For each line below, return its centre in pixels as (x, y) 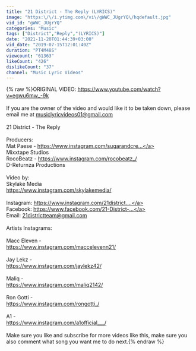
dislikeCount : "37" (30, 67)
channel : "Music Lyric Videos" (45, 72)
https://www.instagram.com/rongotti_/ (53, 304)
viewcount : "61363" (30, 56)
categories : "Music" (32, 28)
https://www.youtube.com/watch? (119, 89)
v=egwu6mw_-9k (28, 96)
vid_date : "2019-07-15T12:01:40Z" (49, 45)
